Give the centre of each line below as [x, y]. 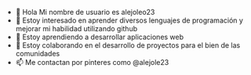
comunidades [38, 54]
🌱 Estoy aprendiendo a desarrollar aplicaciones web [100, 37]
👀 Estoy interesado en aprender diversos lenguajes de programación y [129, 20]
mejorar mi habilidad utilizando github [76, 29]
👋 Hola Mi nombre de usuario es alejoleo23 [85, 12]
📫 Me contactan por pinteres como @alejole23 [92, 62]
